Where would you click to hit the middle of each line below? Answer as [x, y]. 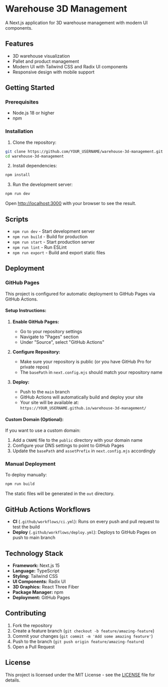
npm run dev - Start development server [54, 231]
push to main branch [34, 538]
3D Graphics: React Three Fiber [46, 586]
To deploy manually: [26, 475]
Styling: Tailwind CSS [35, 576]
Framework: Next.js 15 [36, 565]
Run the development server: [43, 184]
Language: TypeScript [36, 570]
